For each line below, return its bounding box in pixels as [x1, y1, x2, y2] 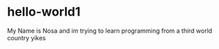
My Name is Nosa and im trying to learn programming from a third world [7, 27, 213, 35]
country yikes [7, 33, 46, 42]
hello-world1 [7, 4, 81, 20]
